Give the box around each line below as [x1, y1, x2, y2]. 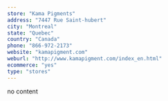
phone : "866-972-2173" [7, 42, 73, 49]
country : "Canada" [7, 36, 60, 43]
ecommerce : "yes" [7, 62, 57, 68]
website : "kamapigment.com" [7, 49, 88, 56]
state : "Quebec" [7, 29, 54, 37]
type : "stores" [7, 68, 51, 75]
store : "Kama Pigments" [7, 10, 76, 17]
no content [7, 87, 38, 95]
